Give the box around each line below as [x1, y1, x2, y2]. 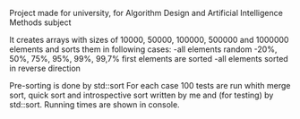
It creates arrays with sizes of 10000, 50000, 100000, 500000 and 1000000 [9, 35, 289, 45]
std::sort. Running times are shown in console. [9, 99, 181, 110]
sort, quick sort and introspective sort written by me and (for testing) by [9, 89, 274, 100]
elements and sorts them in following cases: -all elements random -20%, [9, 44, 278, 55]
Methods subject [9, 17, 72, 28]
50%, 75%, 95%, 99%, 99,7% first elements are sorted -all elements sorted [9, 54, 288, 64]
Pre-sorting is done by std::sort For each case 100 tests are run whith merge [9, 81, 291, 90]
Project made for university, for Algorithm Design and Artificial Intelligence [9, 8, 284, 18]
